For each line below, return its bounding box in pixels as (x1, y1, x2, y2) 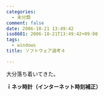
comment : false (6, 20, 44, 26)
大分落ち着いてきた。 (6, 70, 59, 77)
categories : (6, 8, 36, 15)
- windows (11, 43, 36, 49)
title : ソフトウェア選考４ (6, 48, 66, 54)
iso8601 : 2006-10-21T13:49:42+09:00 (6, 31, 98, 37)
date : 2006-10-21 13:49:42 (6, 25, 74, 32)
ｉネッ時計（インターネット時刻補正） (6, 83, 101, 90)
